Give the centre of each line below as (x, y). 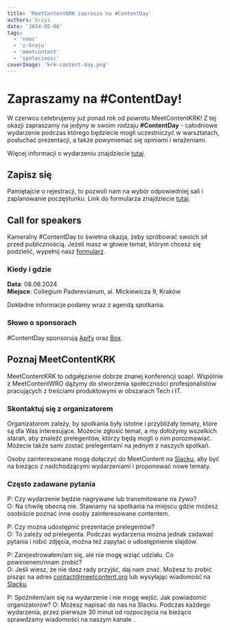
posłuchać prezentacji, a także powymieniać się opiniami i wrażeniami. (107, 140)
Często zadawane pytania (51, 484)
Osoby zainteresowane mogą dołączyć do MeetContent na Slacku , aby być (113, 459)
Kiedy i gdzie (29, 269)
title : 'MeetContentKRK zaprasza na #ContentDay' (80, 13)
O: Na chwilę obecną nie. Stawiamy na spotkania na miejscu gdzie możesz (113, 506)
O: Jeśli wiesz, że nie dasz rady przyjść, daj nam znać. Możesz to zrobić (110, 569)
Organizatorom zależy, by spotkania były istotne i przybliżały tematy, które (112, 423)
